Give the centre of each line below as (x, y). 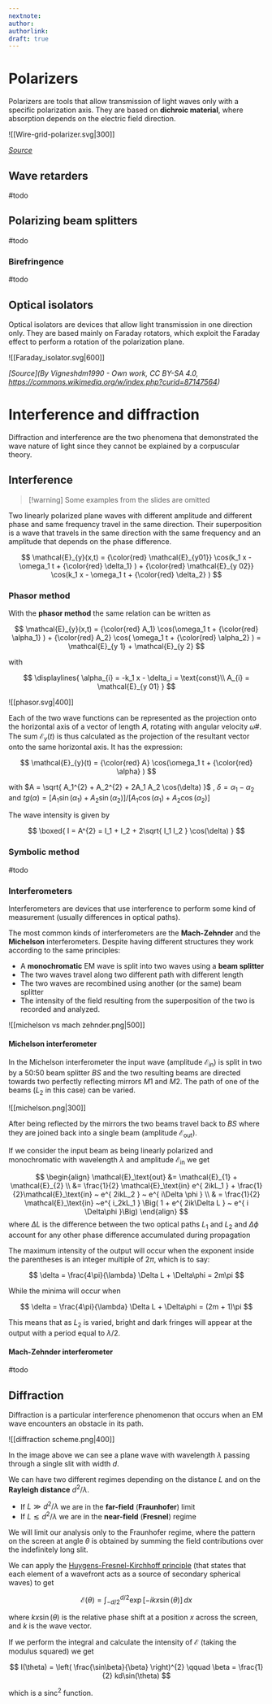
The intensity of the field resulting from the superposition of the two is (138, 1000)
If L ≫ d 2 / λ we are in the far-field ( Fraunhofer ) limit (108, 1506)
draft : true (28, 39)
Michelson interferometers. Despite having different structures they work (131, 941)
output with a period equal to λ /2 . (65, 1333)
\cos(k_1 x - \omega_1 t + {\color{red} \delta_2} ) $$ (136, 574)
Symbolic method (44, 852)
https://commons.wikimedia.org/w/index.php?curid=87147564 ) (114, 381)
